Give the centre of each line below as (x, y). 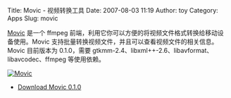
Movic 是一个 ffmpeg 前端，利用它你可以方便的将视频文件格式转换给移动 (113, 33)
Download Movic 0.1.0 (49, 87)
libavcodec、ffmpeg (37, 59)
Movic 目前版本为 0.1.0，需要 (49, 50)
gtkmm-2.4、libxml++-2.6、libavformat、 (153, 50)
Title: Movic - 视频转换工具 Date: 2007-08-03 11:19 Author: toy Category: (113, 10)
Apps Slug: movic (33, 18)
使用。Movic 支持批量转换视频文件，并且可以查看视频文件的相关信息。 (115, 42)
